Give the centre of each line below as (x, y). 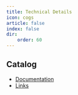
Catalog (22, 64)
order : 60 (30, 40)
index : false (23, 29)
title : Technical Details (39, 12)
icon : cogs (20, 18)
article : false (26, 23)
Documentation (34, 79)
